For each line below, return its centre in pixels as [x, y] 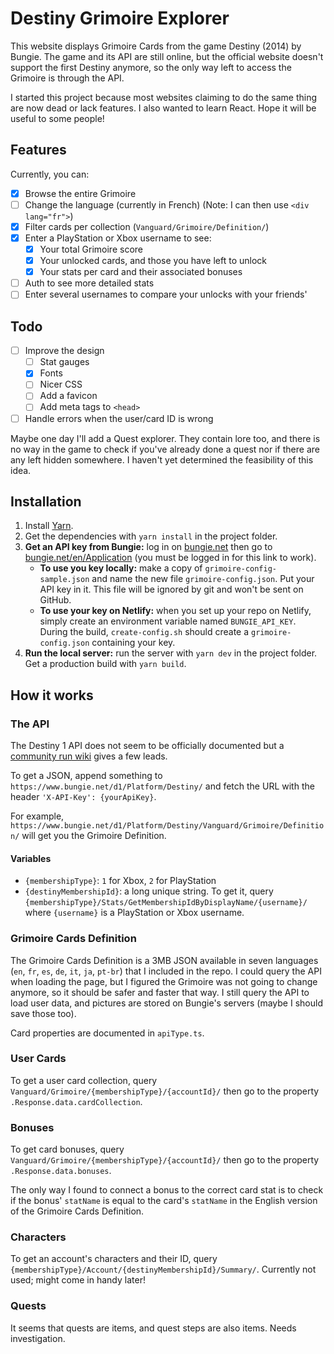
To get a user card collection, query [84, 1080]
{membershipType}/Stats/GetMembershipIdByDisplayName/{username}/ [166, 903]
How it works [52, 695]
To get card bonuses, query [67, 1149]
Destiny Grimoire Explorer [120, 18]
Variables [31, 858]
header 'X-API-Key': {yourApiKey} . [83, 797]
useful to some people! [57, 118]
